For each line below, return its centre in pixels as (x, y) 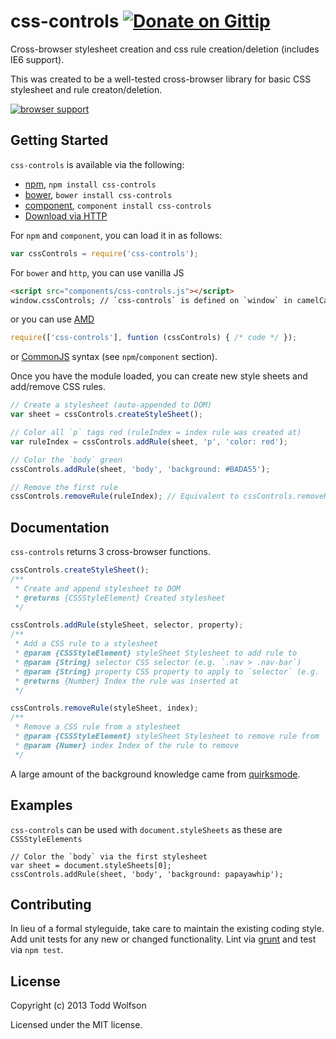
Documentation (60, 527)
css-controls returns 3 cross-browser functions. (110, 552)
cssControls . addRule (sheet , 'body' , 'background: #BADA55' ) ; (140, 469)
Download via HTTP (66, 216)
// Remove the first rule (64, 487)
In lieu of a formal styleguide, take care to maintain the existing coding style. (167, 929)
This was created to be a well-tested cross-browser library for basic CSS (161, 79)
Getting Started (59, 140)
